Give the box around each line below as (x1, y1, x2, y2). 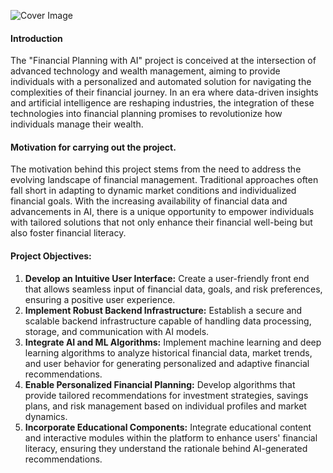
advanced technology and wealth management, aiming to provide (10, 65, 281, 77)
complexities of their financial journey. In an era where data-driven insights (10, 86, 319, 99)
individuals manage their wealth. (10, 118, 144, 130)
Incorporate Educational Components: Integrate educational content (24, 421, 312, 433)
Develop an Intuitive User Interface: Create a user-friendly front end (24, 272, 310, 284)
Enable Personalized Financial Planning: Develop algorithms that (24, 378, 296, 390)
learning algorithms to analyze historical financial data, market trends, (24, 346, 313, 359)
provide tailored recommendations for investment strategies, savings (24, 389, 309, 401)
